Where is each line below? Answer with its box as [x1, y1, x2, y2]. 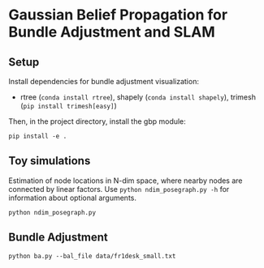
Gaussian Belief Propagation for [8, 6, 228, 24]
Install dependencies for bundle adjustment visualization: [8, 77, 199, 86]
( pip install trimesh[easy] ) [19, 101, 117, 110]
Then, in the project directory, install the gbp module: [8, 117, 187, 126]
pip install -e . [8, 132, 67, 140]
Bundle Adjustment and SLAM [8, 23, 215, 41]
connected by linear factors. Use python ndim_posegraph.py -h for [8, 184, 230, 194]
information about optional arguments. [8, 193, 136, 202]
